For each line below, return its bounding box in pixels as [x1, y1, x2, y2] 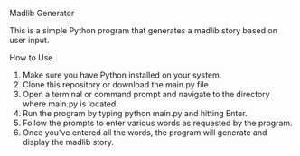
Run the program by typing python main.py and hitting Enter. [22, 108, 248, 118]
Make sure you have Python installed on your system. [22, 69, 222, 80]
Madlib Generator [9, 8, 75, 18]
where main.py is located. [22, 98, 119, 109]
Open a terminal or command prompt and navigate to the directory [22, 89, 270, 99]
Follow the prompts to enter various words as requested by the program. [22, 117, 293, 128]
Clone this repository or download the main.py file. [22, 79, 211, 89]
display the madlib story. [22, 137, 115, 147]
